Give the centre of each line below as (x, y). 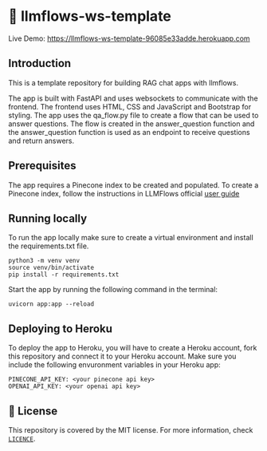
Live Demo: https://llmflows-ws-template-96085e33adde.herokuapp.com (129, 38)
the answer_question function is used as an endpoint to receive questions (129, 132)
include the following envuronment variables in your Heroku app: (114, 365)
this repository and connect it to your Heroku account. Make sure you (122, 356)
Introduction (40, 63)
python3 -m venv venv (44, 261)
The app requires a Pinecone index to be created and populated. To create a (133, 185)
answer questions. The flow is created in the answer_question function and (132, 124)
